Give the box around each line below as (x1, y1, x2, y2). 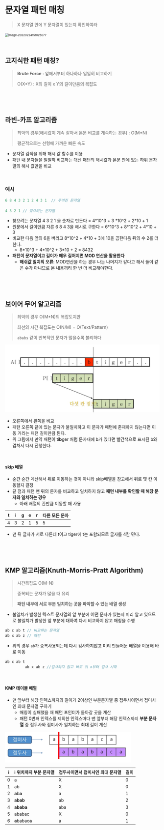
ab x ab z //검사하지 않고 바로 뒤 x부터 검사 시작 (24, 664, 117, 669)
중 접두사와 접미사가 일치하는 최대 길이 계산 (24, 721, 107, 727)
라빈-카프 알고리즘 (5, 116, 57, 124)
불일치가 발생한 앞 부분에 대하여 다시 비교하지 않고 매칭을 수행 (17, 618, 135, 624)
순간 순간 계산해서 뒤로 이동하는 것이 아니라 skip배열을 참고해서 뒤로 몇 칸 (12, 476, 153, 482)
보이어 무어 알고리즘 (5, 300, 62, 308)
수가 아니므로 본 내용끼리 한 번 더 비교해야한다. (24, 265, 114, 271)
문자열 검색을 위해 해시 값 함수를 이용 (12, 150, 83, 156)
